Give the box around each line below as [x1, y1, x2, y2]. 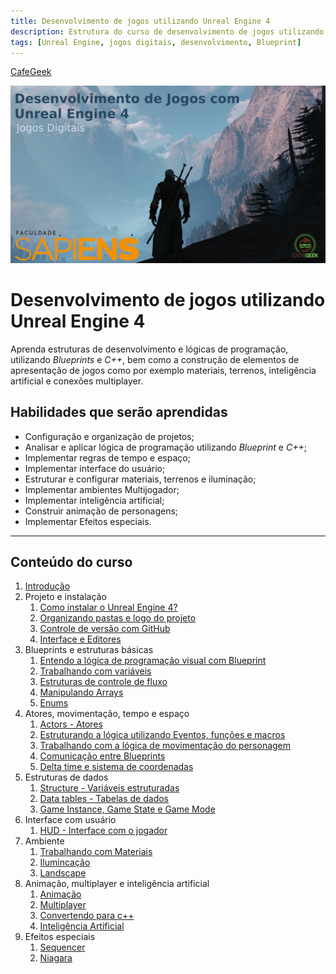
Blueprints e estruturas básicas [24, 644, 154, 656]
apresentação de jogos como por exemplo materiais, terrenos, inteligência [10, 364, 317, 376]
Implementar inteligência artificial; [24, 494, 165, 506]
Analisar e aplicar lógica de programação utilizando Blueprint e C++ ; [24, 441, 307, 453]
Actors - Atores [39, 718, 103, 730]
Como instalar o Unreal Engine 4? [39, 601, 178, 614]
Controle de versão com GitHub [39, 623, 171, 635]
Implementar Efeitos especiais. [24, 515, 152, 527]
